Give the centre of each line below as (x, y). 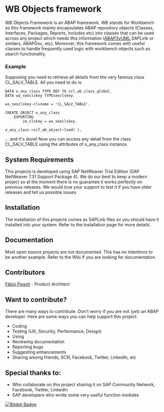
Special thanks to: (33, 373)
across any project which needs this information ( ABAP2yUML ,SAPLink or (79, 38)
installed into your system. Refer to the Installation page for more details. (78, 224)
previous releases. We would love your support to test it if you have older (79, 187)
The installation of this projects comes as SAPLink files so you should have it (82, 219)
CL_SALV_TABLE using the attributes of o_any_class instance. (66, 144)
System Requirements (40, 159)
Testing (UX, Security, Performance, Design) (57, 331)
